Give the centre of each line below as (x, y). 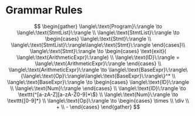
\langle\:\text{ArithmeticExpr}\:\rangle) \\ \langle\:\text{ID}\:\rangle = (98, 57)
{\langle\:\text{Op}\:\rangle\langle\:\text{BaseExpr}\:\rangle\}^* (96, 76)
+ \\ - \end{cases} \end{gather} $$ (98, 107)
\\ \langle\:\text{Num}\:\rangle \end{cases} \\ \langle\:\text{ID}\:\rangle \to (98, 88)
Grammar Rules (44, 10)
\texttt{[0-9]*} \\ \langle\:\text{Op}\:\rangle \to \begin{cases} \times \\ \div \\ (98, 100)
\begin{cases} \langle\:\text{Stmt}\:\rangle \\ (98, 38)
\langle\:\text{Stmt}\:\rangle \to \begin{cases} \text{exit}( (98, 51)
